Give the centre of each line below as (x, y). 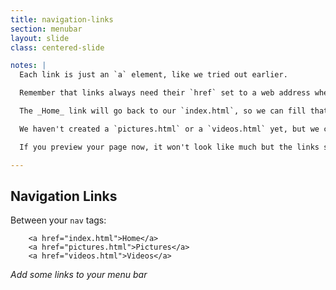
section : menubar (46, 29)
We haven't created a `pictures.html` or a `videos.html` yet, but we (169, 129)
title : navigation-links (62, 19)
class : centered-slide (57, 47)
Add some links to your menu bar (79, 275)
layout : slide (40, 38)
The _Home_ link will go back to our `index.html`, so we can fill (163, 111)
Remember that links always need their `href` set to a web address (165, 93)
